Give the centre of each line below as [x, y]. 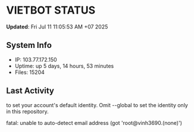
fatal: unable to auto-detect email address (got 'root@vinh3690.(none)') [94, 123]
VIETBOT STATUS [51, 10]
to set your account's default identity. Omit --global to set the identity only [97, 105]
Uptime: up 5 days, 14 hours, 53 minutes [64, 66]
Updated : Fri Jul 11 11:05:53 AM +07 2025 [57, 27]
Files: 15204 [29, 72]
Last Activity [30, 91]
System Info [29, 45]
